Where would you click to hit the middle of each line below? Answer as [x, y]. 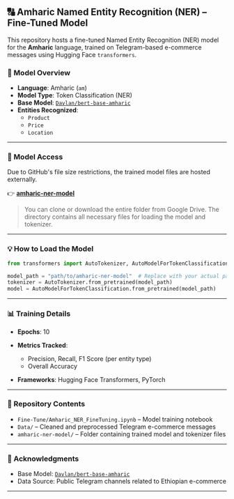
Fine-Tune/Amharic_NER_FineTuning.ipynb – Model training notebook [115, 419]
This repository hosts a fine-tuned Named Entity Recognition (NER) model [113, 40]
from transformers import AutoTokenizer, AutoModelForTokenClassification [118, 263]
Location [40, 133]
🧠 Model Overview [39, 72]
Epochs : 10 [33, 332]
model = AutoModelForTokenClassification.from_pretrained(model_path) [112, 289]
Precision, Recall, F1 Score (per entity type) [89, 358]
